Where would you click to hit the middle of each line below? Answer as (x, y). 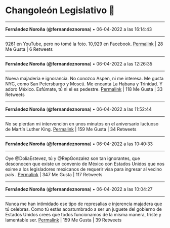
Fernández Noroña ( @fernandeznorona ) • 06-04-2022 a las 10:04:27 (79, 189)
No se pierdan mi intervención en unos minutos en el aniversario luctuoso (82, 123)
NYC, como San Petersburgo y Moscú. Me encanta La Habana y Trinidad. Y (84, 84)
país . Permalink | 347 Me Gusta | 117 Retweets (54, 174)
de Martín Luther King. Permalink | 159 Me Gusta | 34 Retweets (71, 129)
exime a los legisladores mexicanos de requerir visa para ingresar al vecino (83, 169)
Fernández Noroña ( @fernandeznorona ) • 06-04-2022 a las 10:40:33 (79, 144)
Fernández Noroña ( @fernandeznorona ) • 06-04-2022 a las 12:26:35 (79, 63)
